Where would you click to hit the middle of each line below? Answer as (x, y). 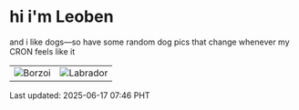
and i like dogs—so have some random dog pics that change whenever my (149, 42)
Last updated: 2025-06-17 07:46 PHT (80, 95)
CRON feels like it (42, 51)
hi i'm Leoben (62, 17)
